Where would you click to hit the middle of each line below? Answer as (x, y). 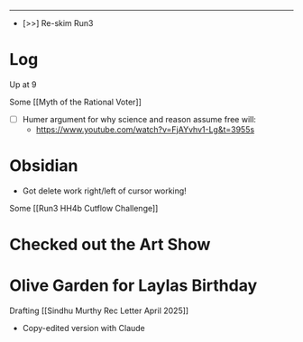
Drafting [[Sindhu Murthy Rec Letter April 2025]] (99, 310)
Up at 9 (23, 84)
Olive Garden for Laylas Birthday (133, 286)
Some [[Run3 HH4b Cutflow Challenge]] (84, 208)
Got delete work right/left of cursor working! (104, 191)
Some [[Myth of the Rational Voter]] (76, 102)
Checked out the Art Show (110, 245)
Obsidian (44, 166)
